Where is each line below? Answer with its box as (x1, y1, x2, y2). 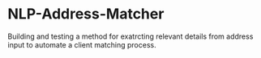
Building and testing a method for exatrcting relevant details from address (7, 31, 254, 41)
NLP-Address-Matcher (7, 5, 165, 23)
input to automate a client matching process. (7, 39, 156, 49)
